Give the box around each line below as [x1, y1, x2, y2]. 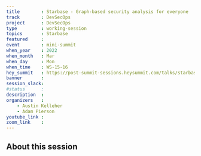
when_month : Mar [6, 53, 55, 59]
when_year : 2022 [6, 48, 58, 54]
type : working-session [6, 25, 87, 32]
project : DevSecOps [6, 20, 71, 26]
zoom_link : [6, 120, 44, 126]
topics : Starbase [6, 31, 68, 37]
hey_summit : [6, 70, 44, 76]
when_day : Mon [6, 58, 55, 64]
